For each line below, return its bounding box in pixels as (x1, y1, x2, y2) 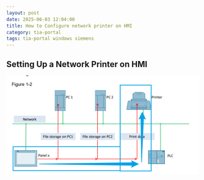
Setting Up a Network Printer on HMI (6, 59, 148, 70)
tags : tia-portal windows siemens (6, 35, 95, 42)
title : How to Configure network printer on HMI (6, 23, 133, 29)
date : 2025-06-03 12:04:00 (6, 16, 75, 23)
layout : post (6, 10, 40, 16)
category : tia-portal (6, 29, 62, 35)
